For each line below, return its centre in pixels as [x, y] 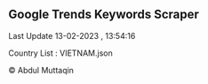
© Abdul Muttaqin [41, 70]
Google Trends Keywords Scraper [104, 15]
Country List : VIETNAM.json [60, 53]
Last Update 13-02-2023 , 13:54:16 [72, 35]
